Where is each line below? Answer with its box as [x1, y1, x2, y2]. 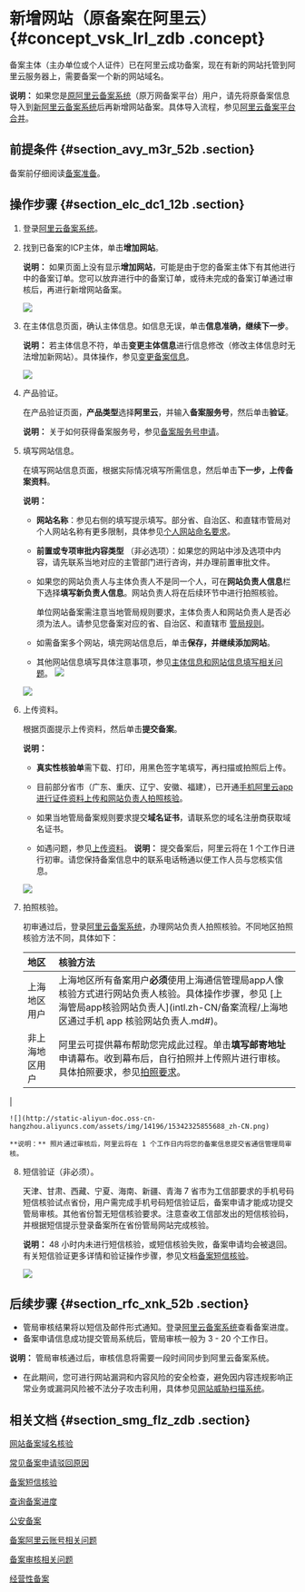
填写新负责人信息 [60, 587, 124, 598]
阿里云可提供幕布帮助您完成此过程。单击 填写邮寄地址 [58, 1038, 286, 1051]
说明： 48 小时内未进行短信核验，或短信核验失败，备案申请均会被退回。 [22, 1239, 292, 1250]
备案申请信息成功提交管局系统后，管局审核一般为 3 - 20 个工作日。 [22, 1333, 274, 1344]
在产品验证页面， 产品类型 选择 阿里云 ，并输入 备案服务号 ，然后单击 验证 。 [22, 406, 293, 418]
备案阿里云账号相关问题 [9, 1535, 97, 1546]
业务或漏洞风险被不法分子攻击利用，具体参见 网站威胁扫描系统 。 [30, 1383, 270, 1394]
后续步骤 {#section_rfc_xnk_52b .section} [9, 1296, 250, 1311]
